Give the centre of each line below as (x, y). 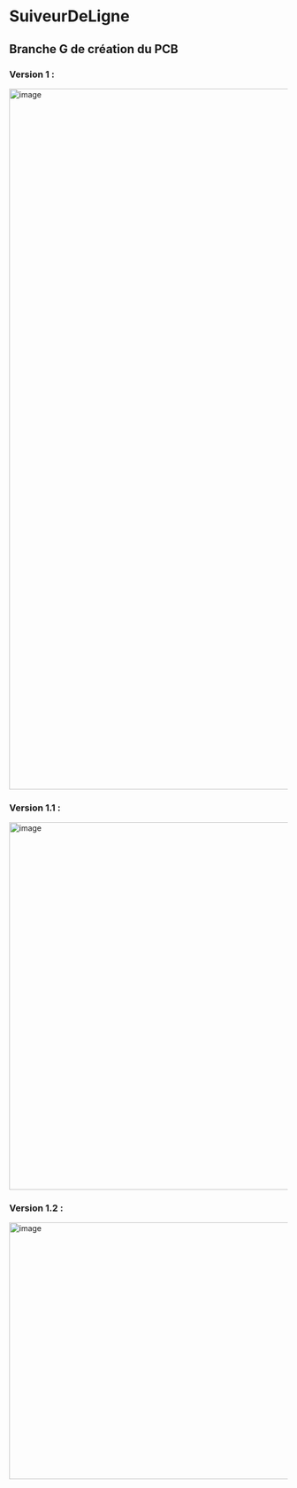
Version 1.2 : (36, 1208)
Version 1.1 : (35, 808)
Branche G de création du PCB (94, 49)
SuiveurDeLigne (69, 16)
